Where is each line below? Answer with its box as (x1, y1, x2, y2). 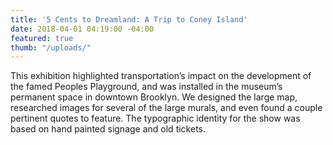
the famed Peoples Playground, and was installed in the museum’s (10, 81, 283, 93)
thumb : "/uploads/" (10, 42, 92, 53)
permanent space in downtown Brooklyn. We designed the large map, (10, 91, 298, 103)
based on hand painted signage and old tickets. (10, 123, 206, 135)
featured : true (10, 33, 74, 43)
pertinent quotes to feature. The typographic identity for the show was (10, 112, 301, 125)
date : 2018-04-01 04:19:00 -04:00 (10, 24, 155, 34)
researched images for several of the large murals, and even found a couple (10, 102, 323, 114)
